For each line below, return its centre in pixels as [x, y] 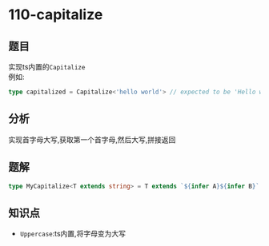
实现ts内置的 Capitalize [47, 67]
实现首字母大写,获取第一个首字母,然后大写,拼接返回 [92, 139]
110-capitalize [56, 15]
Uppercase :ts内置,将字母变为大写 [73, 234]
